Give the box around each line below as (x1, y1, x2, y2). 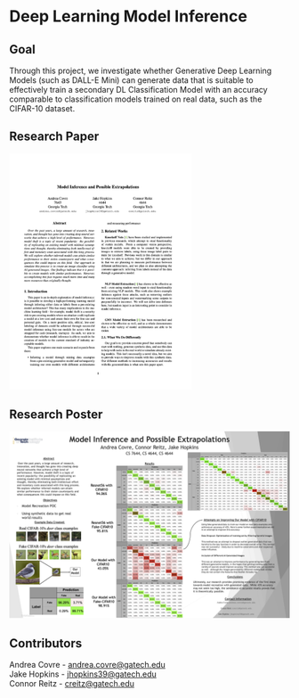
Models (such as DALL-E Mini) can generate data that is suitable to (9, 75, 254, 86)
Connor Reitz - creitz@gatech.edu (9, 678, 135, 689)
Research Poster (9, 407, 103, 423)
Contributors (9, 636, 83, 651)
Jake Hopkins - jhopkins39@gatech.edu (9, 669, 158, 679)
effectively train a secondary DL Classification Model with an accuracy (9, 85, 269, 94)
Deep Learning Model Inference (9, 6, 247, 27)
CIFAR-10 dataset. (9, 103, 76, 113)
